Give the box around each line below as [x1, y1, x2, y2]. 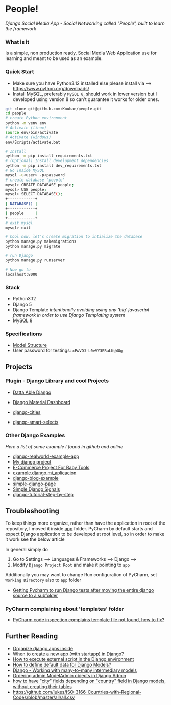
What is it [5, 38, 30, 45]
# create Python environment [5, 116, 67, 121]
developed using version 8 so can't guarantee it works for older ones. [12, 96, 159, 103]
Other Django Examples [5, 432, 65, 439]
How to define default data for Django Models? [12, 662, 111, 668]
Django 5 [12, 301, 32, 307]
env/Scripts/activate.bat [5, 139, 60, 145]
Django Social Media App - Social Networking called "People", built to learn [5, 20, 165, 26]
